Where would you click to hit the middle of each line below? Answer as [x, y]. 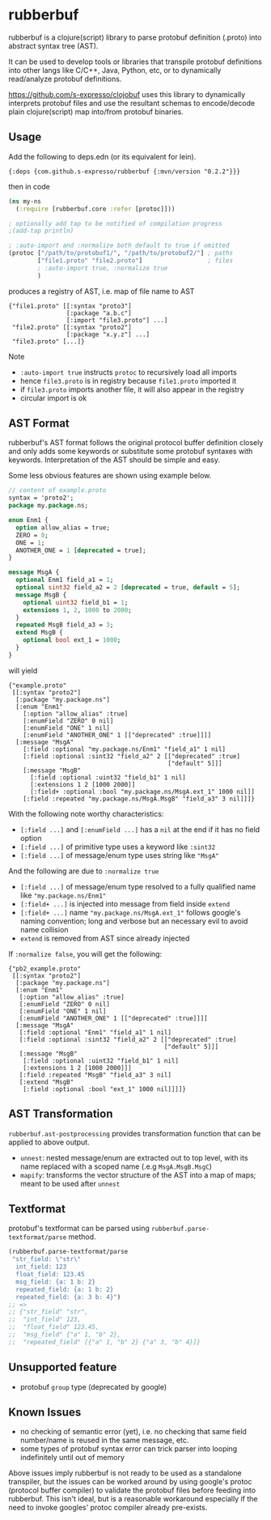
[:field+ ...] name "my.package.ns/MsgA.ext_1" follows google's [130, 912]
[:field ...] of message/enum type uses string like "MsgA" [120, 855]
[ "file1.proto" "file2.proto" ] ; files [135, 261]
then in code [29, 186]
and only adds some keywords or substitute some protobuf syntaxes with [131, 452]
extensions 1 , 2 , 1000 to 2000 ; [77, 610]
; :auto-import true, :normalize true [103, 268]
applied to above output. [49, 1142]
